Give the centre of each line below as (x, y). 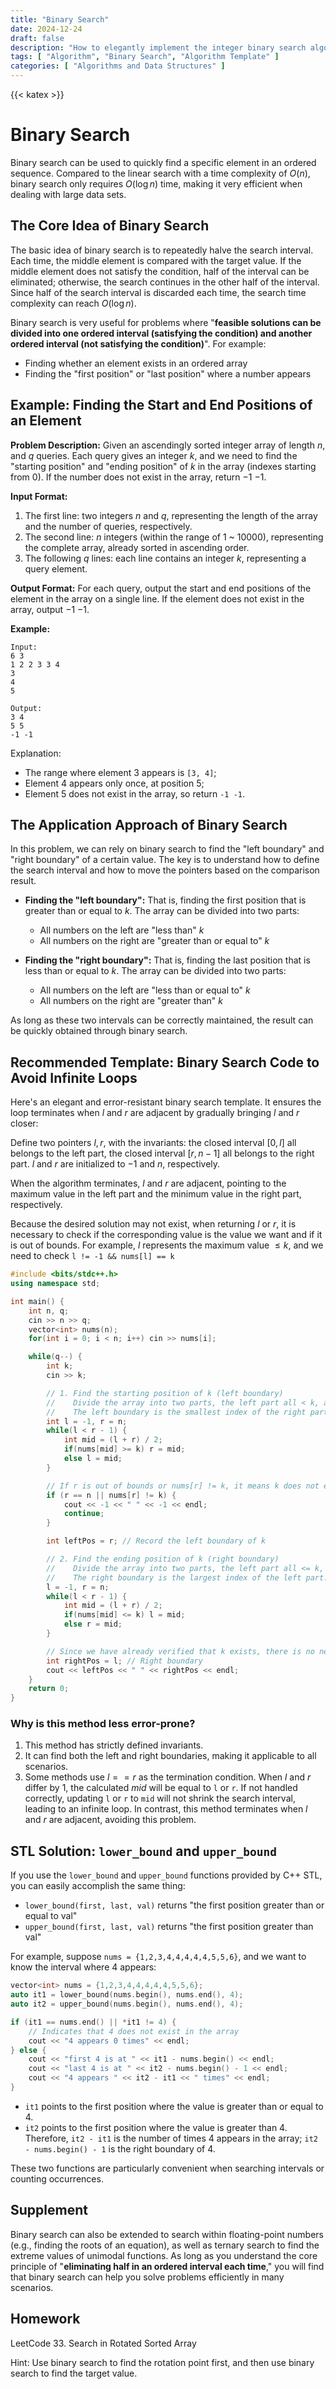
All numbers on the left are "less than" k (122, 930)
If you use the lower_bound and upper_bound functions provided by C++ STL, (166, 1875)
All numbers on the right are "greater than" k (131, 1001)
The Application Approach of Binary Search (149, 824)
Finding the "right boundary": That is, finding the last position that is (167, 960)
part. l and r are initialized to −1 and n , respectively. (115, 1164)
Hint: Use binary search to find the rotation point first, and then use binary (162, 2362)
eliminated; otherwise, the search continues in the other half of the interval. (165, 282)
